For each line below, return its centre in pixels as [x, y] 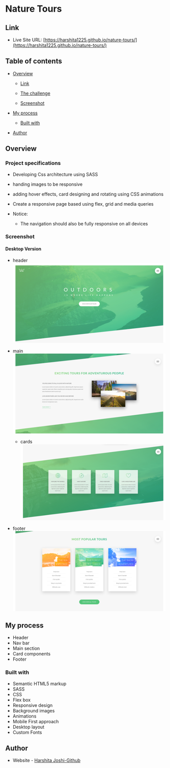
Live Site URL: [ [29, 40]
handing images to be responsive [48, 184]
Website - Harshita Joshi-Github [46, 760]
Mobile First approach [36, 721]
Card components [32, 654]
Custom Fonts [27, 732]
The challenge [35, 93]
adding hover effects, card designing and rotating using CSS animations [88, 194]
